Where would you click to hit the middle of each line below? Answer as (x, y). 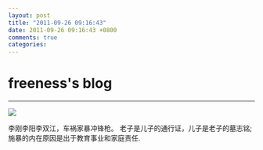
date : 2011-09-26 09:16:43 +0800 (63, 30)
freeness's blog (60, 84)
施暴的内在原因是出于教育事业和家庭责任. (74, 138)
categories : (27, 45)
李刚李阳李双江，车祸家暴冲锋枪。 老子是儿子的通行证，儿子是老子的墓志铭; (130, 128)
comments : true (33, 37)
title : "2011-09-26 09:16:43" (58, 23)
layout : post (29, 15)
